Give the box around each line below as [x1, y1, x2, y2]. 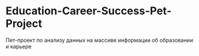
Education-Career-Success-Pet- [5, 4, 172, 18]
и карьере [5, 43, 32, 50]
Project [5, 17, 43, 30]
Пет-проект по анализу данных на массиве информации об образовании [5, 36, 193, 43]
